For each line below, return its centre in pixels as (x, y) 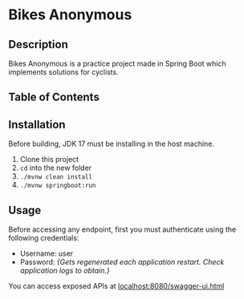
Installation (37, 125)
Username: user (47, 253)
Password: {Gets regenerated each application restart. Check (122, 262)
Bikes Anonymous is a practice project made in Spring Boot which (117, 63)
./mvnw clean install (56, 177)
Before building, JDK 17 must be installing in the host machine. (112, 144)
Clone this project (49, 160)
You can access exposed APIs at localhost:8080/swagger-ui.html (116, 286)
